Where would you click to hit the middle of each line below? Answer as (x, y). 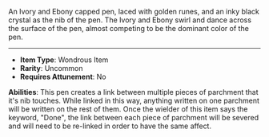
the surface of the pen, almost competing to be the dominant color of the (129, 28)
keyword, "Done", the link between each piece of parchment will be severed (134, 117)
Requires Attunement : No (63, 76)
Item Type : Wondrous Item (64, 60)
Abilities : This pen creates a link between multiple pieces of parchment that (133, 92)
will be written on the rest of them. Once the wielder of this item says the (128, 109)
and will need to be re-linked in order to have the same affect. (110, 126)
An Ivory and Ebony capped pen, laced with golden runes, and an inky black (134, 12)
